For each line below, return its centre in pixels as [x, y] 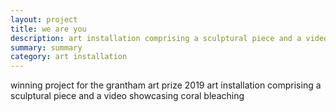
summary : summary [46, 47]
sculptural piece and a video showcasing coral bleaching [127, 96]
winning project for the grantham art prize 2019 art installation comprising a [166, 85]
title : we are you [48, 29]
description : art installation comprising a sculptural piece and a [156, 38]
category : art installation [69, 57]
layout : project [44, 19]
